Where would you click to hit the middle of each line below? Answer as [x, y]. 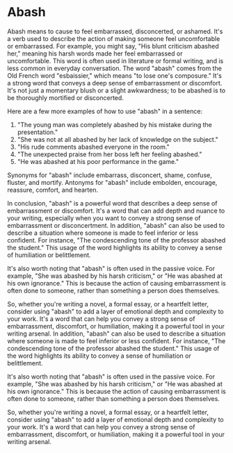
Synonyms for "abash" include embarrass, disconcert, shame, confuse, [110, 175]
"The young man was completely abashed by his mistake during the [114, 124]
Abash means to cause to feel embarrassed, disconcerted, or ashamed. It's [115, 31]
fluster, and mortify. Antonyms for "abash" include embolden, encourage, [112, 182]
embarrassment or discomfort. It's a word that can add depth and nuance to [116, 211]
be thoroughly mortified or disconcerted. [65, 97]
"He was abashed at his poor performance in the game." [98, 161]
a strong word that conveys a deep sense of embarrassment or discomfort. [115, 83]
